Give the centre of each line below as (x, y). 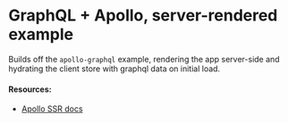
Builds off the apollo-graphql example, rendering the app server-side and (144, 59)
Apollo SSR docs (52, 109)
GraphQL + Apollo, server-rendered (143, 16)
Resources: (30, 89)
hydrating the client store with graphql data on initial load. (114, 69)
